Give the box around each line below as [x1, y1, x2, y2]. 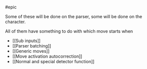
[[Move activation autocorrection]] [12, 53, 82, 59]
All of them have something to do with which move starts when [5, 28, 133, 34]
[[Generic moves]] [12, 48, 50, 54]
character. [5, 19, 26, 24]
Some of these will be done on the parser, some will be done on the [5, 14, 143, 19]
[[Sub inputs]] [12, 38, 41, 44]
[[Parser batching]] [12, 43, 51, 48]
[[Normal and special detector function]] [12, 59, 95, 64]
